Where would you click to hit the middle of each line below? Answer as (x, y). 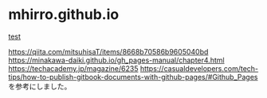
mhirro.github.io (64, 15)
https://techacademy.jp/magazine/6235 (73, 68)
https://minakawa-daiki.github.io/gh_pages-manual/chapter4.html (116, 60)
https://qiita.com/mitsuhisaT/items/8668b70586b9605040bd (108, 51)
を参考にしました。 (40, 86)
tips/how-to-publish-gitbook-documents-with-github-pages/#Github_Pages (133, 77)
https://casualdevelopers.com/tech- (199, 68)
